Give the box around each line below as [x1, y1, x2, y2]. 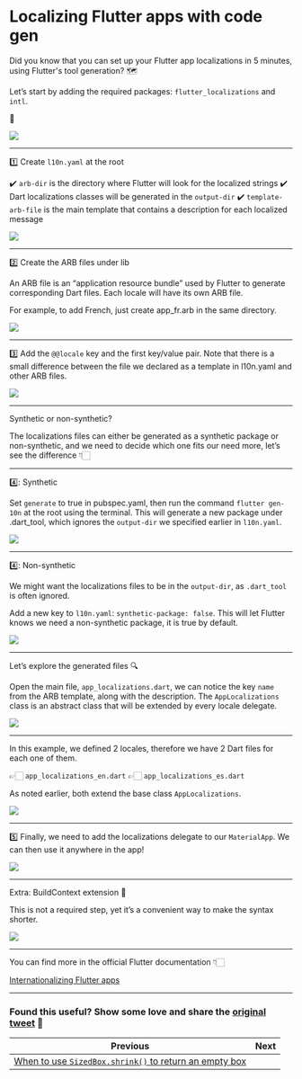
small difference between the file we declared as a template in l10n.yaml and [9, 361, 292, 371]
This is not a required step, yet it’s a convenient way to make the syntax [9, 904, 274, 914]
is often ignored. [9, 590, 70, 601]
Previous [111, 1040, 150, 1053]
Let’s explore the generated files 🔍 [9, 660, 138, 671]
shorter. [9, 914, 39, 924]
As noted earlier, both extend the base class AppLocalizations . [9, 788, 242, 798]
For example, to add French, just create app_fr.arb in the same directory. [9, 304, 277, 316]
